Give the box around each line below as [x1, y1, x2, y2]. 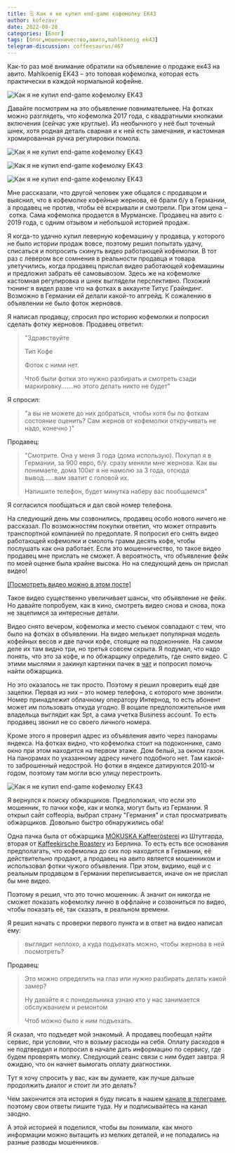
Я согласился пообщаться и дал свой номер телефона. [7, 501, 173, 509]
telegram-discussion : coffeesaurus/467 [7, 43, 124, 50]
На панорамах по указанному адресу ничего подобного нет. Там [7, 754, 203, 762]
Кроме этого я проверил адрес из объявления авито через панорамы [7, 731, 217, 740]
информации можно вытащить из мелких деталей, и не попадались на [7, 1131, 220, 1139]
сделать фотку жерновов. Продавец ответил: [7, 320, 144, 328]
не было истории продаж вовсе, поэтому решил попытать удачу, [7, 239, 203, 248]
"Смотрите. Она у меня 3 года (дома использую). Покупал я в [24, 451, 212, 460]
